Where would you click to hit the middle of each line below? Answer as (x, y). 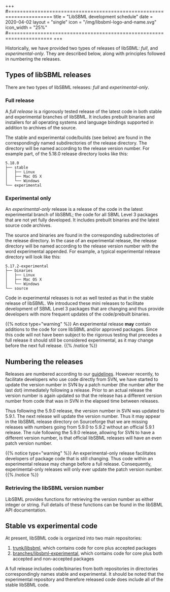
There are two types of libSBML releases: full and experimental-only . (77, 87)
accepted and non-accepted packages (53, 559)
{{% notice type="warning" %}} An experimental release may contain (78, 324)
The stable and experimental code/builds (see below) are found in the (78, 137)
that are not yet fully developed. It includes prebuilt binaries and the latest (82, 220)
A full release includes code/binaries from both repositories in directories (82, 569)
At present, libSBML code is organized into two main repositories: (74, 538)
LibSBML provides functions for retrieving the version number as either (79, 499)
